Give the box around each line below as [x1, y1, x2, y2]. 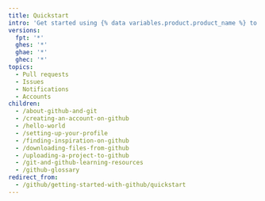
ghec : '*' [15, 56, 48, 64]
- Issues [15, 78, 44, 85]
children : [8, 100, 41, 108]
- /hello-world [15, 122, 66, 130]
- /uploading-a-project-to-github [15, 151, 129, 159]
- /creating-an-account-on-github [15, 115, 129, 123]
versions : [8, 26, 41, 34]
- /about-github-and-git [15, 108, 98, 116]
